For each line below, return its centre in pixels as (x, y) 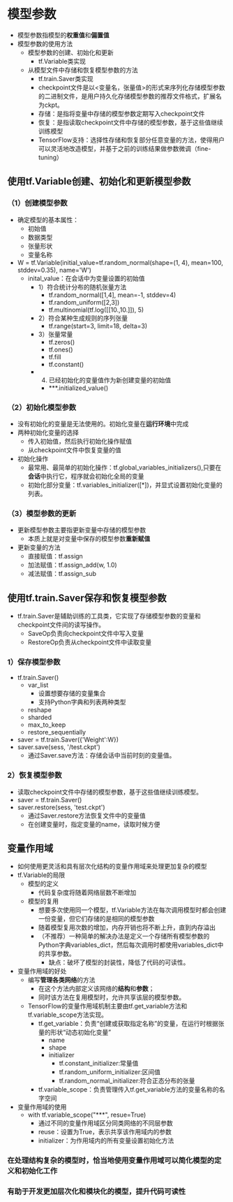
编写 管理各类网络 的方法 (61, 980)
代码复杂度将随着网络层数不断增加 (87, 892)
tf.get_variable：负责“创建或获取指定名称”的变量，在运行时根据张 (131, 1024)
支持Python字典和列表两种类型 (82, 702)
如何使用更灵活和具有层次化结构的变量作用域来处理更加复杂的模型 (112, 867)
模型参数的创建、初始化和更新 (70, 52)
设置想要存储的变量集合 (72, 693)
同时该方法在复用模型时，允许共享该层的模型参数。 (112, 997)
